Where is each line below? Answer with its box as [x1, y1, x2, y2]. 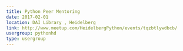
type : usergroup [6, 36, 46, 42]
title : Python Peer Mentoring [6, 8, 81, 15]
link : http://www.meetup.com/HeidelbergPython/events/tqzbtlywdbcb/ [6, 25, 178, 31]
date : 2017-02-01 [6, 14, 49, 20]
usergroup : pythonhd [6, 30, 57, 36]
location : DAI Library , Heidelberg [6, 19, 96, 25]
